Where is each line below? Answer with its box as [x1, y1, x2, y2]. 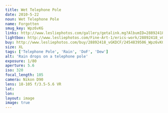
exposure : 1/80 [5, 58, 37, 63]
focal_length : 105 [5, 72, 43, 77]
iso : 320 [5, 68, 23, 73]
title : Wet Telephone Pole [5, 7, 61, 12]
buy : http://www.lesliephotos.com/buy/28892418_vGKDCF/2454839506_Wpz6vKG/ [5, 40, 166, 45]
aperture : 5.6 [5, 63, 35, 68]
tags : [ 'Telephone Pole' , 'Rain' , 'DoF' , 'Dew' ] [5, 49, 108, 54]
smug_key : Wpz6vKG [5, 26, 43, 31]
